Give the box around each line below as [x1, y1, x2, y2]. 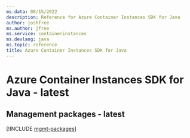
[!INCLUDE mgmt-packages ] [6, 125, 76, 132]
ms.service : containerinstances [6, 31, 87, 37]
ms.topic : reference [6, 42, 58, 48]
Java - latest [6, 86, 69, 99]
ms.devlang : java [6, 36, 50, 42]
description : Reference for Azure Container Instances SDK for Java [6, 14, 180, 20]
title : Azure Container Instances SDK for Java [6, 48, 127, 54]
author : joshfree [6, 20, 50, 26]
